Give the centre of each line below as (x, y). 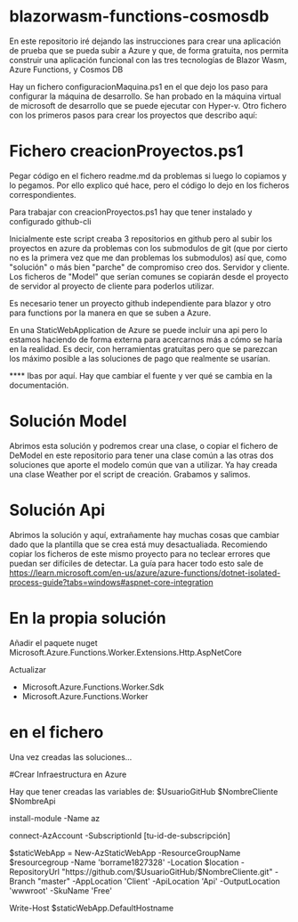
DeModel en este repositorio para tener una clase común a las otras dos (141, 455)
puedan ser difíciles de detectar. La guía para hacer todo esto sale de (137, 563)
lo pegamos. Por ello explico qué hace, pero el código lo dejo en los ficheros (149, 185)
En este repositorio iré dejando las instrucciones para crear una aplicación (145, 41)
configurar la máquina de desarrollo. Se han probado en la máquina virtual (145, 96)
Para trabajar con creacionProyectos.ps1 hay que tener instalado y (131, 212)
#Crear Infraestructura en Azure (68, 774)
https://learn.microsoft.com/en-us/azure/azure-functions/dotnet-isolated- (145, 573)
